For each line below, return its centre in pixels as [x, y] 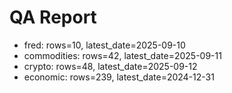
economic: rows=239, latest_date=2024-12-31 [119, 77]
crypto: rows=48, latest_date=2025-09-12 [110, 66]
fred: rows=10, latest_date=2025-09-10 [104, 45]
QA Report [53, 17]
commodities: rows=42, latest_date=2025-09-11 [122, 55]
